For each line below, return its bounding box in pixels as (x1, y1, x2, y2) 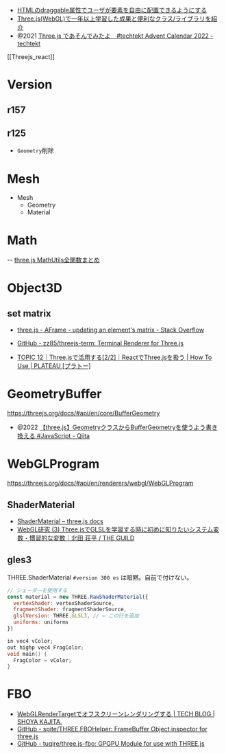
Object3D (7, 280, 63, 296)
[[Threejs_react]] (7, 53, 55, 60)
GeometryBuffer (7, 387, 102, 402)
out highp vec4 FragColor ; (7, 644, 84, 651)
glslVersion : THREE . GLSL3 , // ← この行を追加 (13, 613, 139, 619)
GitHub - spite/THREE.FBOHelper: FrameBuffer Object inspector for (16, 725, 208, 733)
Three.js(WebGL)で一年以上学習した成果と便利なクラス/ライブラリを (16, 14, 212, 23)
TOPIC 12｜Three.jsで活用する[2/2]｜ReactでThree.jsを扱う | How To (16, 353, 212, 362)
